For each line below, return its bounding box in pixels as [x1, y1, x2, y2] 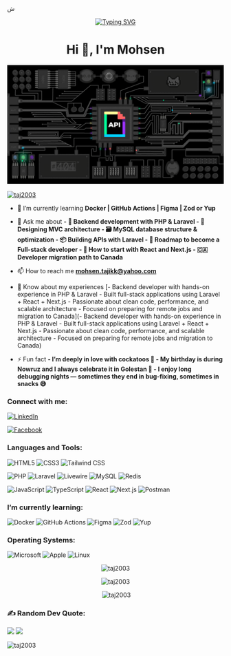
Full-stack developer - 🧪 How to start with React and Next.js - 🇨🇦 [16, 246, 208, 254]
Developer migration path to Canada [16, 253, 124, 262]
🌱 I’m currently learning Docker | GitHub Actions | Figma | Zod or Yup [16, 204, 216, 213]
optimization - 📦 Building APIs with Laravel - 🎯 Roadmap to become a [16, 235, 220, 244]
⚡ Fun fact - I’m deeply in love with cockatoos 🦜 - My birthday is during [16, 355, 223, 363]
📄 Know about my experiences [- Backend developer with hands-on [16, 283, 210, 291]
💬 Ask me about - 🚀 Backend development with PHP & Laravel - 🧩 [16, 218, 205, 226]
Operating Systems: [7, 535, 76, 544]
